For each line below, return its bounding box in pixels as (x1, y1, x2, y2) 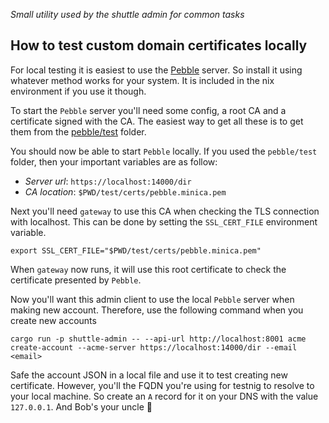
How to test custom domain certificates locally (10, 37, 308, 54)
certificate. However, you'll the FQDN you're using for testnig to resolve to (10, 379, 315, 391)
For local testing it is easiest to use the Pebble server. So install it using (10, 64, 303, 76)
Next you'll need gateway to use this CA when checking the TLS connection (10, 205, 320, 217)
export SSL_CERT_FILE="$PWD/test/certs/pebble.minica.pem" (10, 245, 262, 256)
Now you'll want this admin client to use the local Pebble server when (10, 293, 295, 305)
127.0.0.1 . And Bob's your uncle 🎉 (10, 400, 153, 413)
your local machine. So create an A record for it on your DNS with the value (10, 390, 319, 402)
